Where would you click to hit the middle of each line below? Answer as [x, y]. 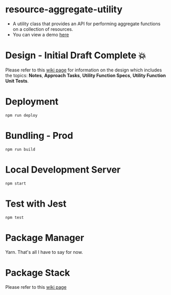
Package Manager [45, 238]
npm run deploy [22, 115]
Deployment [32, 102]
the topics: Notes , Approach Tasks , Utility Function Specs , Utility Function [86, 75]
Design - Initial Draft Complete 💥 [76, 56]
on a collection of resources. [43, 29]
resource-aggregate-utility [64, 10]
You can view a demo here [41, 34]
